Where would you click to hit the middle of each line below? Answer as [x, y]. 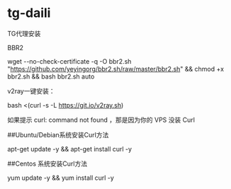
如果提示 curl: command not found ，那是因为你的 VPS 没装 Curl [101, 120]
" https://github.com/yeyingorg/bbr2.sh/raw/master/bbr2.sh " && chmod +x [116, 69]
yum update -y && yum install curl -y [61, 178]
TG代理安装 [24, 33]
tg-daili [29, 13]
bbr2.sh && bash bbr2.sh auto [51, 76]
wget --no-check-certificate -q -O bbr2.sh [69, 61]
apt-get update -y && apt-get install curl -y [70, 149]
